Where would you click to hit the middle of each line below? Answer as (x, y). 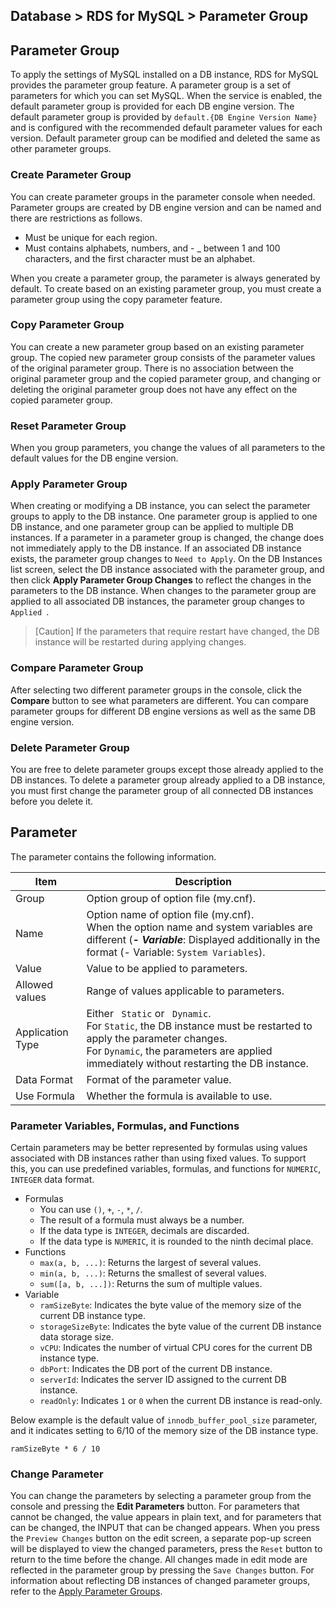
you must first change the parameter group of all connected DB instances (162, 790)
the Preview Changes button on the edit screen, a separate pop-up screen (161, 1538)
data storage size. (77, 1337)
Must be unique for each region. (91, 237)
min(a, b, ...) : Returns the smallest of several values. (153, 1273)
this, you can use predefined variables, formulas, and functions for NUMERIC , (166, 1169)
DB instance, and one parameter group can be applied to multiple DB (152, 527)
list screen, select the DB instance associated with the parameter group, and (167, 570)
